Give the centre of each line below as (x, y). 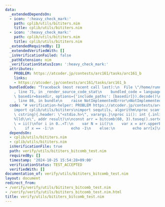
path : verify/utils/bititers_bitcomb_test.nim (58, 151)
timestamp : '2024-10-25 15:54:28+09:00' (51, 160)
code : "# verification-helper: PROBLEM (50, 105)
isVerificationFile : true (36, 147)
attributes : (22, 69)
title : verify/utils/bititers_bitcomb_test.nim (55, 197)
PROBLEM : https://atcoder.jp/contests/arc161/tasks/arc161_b (78, 74)
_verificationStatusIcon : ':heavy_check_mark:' (59, 64)
